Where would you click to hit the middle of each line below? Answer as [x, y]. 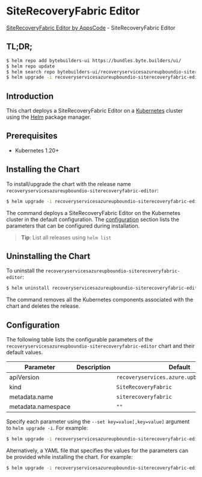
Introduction [30, 96]
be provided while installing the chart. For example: [70, 457]
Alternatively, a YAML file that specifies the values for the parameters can [97, 450]
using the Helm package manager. [49, 117]
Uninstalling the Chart [48, 256]
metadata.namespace [40, 407]
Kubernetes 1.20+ [37, 150]
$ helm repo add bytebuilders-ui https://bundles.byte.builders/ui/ [94, 61]
